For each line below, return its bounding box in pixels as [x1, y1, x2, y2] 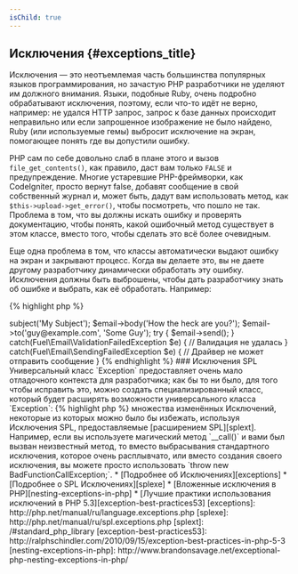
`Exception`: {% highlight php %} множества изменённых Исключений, [9, 403, 278, 414]
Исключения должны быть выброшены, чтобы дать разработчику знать [9, 274, 284, 285]
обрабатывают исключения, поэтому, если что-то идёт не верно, [9, 98, 258, 109]
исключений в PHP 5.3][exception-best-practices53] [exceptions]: [9, 497, 256, 508]
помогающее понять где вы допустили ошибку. [9, 135, 190, 147]
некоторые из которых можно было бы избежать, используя [9, 413, 240, 424]
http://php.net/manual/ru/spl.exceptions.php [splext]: [9, 517, 205, 528]
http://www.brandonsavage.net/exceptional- [117, 545, 281, 556]
